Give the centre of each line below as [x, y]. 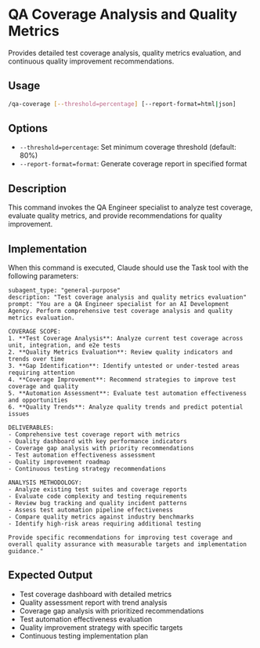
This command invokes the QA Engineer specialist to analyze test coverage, [130, 208]
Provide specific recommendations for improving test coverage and [121, 538]
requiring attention [42, 373]
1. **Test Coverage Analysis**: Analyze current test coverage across [126, 339]
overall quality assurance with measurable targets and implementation [127, 544]
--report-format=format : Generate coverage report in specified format [133, 164]
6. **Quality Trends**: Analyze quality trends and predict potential [126, 407]
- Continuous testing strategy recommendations [87, 469]
